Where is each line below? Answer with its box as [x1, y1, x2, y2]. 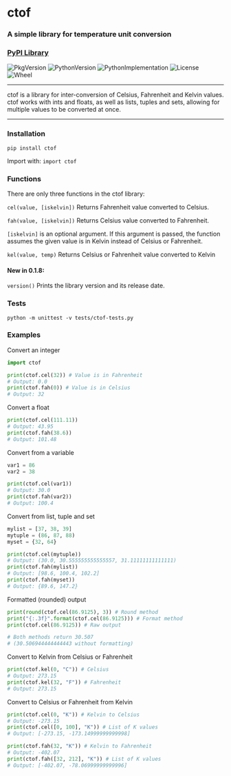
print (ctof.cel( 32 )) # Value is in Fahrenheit [7, 371, 143, 378]
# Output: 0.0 [7, 378, 48, 385]
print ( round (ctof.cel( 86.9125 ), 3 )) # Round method [7, 609, 158, 615]
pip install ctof [7, 145, 57, 152]
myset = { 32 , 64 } [7, 538, 57, 545]
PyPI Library [7, 48, 49, 58]
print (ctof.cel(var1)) [7, 480, 72, 487]
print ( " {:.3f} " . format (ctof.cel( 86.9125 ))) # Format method [7, 615, 184, 622]
